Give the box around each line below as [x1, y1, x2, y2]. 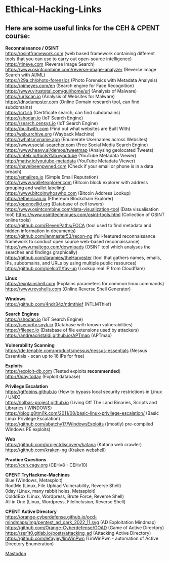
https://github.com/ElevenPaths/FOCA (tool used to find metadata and [5, 223, 152, 228]
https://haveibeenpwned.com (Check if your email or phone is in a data [5, 163, 153, 169]
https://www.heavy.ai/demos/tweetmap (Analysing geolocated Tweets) [5, 147, 154, 153]
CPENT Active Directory [5, 508, 57, 514]
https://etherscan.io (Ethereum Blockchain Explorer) [5, 196, 114, 201]
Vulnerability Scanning [5, 342, 55, 348]
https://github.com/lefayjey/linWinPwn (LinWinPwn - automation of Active [5, 535, 158, 541]
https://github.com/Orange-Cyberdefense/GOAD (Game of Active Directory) [5, 525, 164, 531]
